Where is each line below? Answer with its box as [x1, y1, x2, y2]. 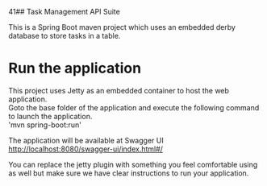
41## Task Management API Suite [8, 7, 121, 16]
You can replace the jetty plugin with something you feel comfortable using [8, 159, 258, 169]
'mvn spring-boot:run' [8, 120, 82, 130]
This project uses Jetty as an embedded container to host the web [8, 85, 230, 95]
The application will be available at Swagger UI [8, 135, 164, 145]
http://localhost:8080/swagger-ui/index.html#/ [8, 144, 164, 154]
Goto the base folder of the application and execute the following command [8, 102, 260, 112]
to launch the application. [8, 111, 93, 121]
